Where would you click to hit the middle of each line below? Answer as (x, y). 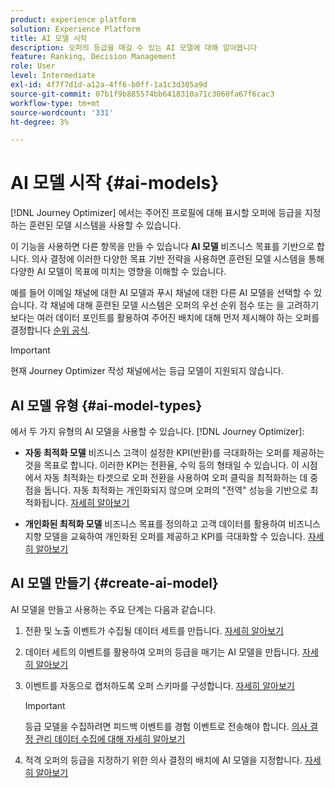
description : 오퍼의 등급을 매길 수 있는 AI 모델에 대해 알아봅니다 (134, 47)
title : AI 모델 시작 (49, 38)
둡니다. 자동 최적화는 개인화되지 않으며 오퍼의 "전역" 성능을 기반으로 (175, 490)
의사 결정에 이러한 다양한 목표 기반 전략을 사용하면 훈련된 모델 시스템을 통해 (178, 259)
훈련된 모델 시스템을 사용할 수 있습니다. (105, 225)
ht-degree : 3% (40, 122)
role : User (33, 66)
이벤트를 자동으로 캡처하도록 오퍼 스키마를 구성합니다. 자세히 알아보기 (159, 685)
